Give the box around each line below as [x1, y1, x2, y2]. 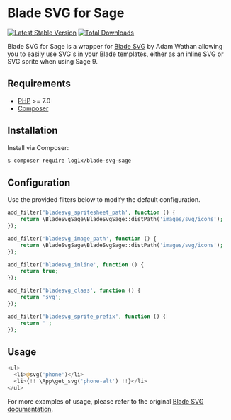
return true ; [20, 268, 59, 275]
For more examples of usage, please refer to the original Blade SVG [7, 397, 204, 405]
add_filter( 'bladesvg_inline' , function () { [7, 261, 144, 268]
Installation [7, 125, 58, 137]
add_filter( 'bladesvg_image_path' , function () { [7, 235, 157, 242]
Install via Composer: [7, 143, 69, 152]
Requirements [7, 78, 71, 90]
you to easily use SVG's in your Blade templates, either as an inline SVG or [7, 50, 224, 58]
